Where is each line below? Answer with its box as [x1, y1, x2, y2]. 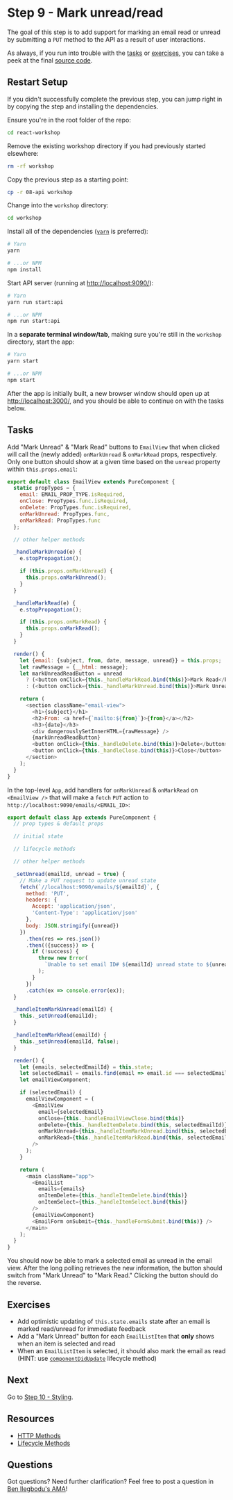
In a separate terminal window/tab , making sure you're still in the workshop [7, 330, 222, 339]
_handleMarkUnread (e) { [13, 548, 82, 556]
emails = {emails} [37, 1186, 85, 1192]
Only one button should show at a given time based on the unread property [7, 457, 221, 465]
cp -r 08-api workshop [7, 189, 73, 196]
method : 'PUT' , [25, 890, 70, 897]
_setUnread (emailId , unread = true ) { [13, 870, 126, 877]
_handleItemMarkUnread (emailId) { [13, 1006, 113, 1013]
